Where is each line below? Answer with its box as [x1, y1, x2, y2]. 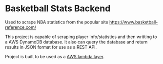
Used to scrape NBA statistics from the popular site [5, 19, 108, 25]
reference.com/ [5, 24, 37, 30]
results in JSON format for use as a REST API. [5, 44, 97, 50]
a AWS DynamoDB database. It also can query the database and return [5, 39, 148, 44]
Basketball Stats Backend [5, 3, 111, 14]
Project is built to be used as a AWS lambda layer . [5, 53, 105, 59]
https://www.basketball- [109, 19, 158, 25]
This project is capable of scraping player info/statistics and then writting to [5, 34, 157, 40]
